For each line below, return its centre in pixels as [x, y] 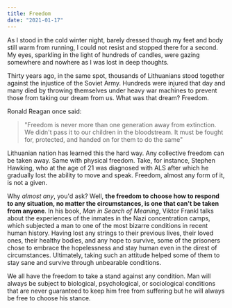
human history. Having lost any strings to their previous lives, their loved [110, 233]
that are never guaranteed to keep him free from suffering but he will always [116, 291]
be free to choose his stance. [49, 298]
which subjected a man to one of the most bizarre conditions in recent [108, 225]
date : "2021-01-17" [35, 20]
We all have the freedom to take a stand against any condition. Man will [109, 276]
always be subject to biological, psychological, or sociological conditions [111, 283]
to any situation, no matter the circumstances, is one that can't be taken [113, 203]
